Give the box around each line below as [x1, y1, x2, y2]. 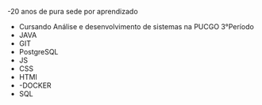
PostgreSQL [18, 47, 59, 56]
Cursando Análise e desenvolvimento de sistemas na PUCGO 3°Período [18, 22, 255, 31]
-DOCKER [18, 81, 52, 90]
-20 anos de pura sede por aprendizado [7, 7, 138, 16]
